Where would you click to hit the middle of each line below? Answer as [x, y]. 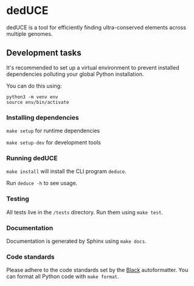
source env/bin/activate [38, 102]
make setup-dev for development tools [54, 143]
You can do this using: [34, 86]
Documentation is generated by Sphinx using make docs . [77, 241]
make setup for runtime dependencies [53, 131]
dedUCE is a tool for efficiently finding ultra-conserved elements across [96, 27]
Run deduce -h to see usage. [42, 183]
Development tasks [44, 53]
